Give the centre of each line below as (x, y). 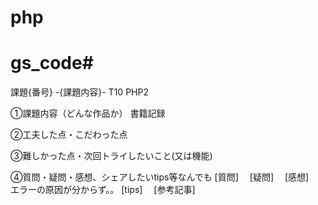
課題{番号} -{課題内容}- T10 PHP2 (79, 92)
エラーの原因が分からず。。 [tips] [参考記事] (103, 190)
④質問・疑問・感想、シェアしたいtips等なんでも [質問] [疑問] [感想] (160, 177)
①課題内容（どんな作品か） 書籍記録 (88, 113)
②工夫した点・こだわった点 (69, 135)
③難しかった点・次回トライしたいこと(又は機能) (111, 156)
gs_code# (52, 63)
